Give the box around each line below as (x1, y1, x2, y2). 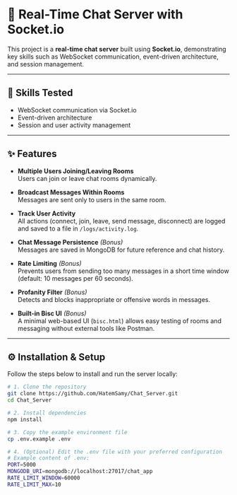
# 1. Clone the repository (7, 383, 87, 391)
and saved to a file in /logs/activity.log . (17, 224, 139, 233)
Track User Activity (17, 209, 76, 218)
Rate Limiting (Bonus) (17, 259, 83, 267)
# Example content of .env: (7, 455, 90, 462)
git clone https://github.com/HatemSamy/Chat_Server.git (7, 390, 178, 397)
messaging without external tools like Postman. (17, 324, 155, 332)
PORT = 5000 (7, 461, 37, 469)
